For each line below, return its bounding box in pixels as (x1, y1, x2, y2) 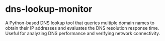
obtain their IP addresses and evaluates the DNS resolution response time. (5, 25, 159, 31)
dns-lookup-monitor (5, 3, 93, 15)
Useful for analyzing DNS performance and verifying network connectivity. (5, 30, 160, 36)
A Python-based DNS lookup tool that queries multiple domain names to (5, 20, 155, 26)
